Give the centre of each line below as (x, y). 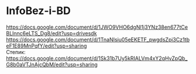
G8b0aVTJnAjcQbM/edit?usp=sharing (52, 64)
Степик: (16, 52)
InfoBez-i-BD (39, 11)
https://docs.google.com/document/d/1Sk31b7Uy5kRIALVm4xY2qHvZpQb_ (97, 58)
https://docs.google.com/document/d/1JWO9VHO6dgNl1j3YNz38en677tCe (97, 27)
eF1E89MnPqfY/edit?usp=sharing (47, 46)
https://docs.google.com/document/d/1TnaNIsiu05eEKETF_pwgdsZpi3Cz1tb (98, 39)
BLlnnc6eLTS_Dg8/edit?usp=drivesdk (51, 33)
